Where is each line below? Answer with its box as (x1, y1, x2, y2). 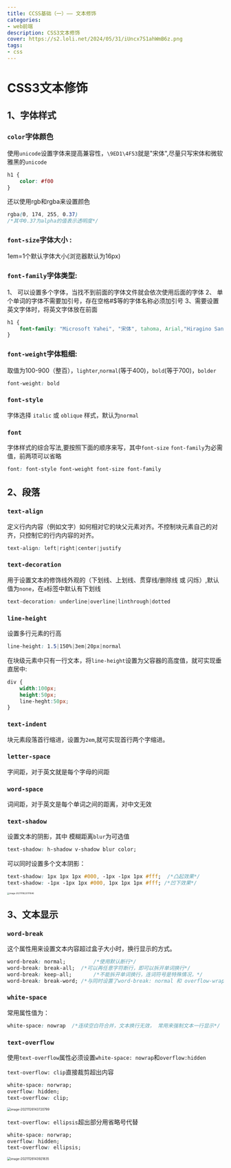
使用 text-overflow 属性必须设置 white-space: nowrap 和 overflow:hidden (7, 1054, 206, 1061)
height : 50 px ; (19, 691, 57, 699)
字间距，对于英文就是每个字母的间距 (7, 767, 110, 776)
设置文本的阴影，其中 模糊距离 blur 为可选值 (7, 832, 130, 840)
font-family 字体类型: (7, 271, 78, 281)
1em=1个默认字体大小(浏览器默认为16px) (7, 252, 121, 260)
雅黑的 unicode (7, 158, 47, 166)
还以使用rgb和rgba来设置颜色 (7, 198, 91, 206)
